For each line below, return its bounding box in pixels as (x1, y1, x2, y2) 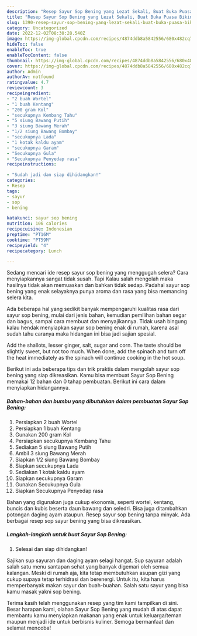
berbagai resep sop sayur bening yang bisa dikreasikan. (6, 517, 142, 525)
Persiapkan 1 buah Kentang (15, 425, 81, 432)
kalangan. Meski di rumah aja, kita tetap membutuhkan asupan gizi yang (6, 570, 181, 577)
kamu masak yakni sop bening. (6, 588, 81, 596)
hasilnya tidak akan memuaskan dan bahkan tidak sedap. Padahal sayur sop (6, 282, 190, 289)
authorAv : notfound (6, 74, 54, 80)
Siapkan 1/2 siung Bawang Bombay (15, 456, 100, 464)
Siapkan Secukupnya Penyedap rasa (15, 488, 104, 495)
